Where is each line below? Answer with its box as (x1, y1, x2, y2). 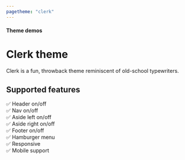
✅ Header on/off (6, 100, 47, 107)
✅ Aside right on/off (6, 120, 55, 127)
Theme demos (6, 27, 43, 34)
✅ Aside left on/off (6, 113, 52, 120)
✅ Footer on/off (6, 127, 44, 134)
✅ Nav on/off (6, 107, 39, 114)
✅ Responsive (6, 140, 40, 147)
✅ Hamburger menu (6, 133, 55, 140)
